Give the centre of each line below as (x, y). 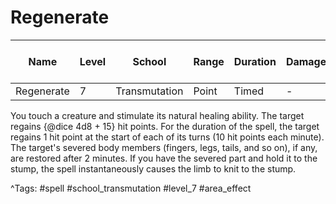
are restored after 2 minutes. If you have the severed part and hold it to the (164, 158)
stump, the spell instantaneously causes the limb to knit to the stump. (153, 168)
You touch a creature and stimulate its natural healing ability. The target (157, 115)
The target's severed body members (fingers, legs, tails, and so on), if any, (164, 147)
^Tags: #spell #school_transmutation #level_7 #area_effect (131, 188)
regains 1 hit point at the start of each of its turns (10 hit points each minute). (167, 137)
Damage (306, 61)
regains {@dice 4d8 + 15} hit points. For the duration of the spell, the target (165, 126)
